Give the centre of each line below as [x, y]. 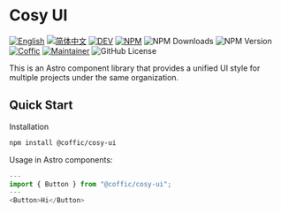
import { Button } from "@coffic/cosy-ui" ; [91, 184]
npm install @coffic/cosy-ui [63, 142]
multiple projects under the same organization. [94, 77]
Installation [29, 126]
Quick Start [41, 106]
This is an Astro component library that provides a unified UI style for [135, 68]
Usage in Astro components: [61, 159]
